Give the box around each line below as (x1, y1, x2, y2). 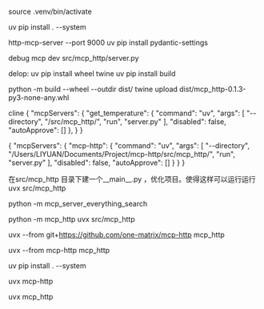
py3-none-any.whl (8, 93, 70, 102)
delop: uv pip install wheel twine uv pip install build (8, 69, 176, 78)
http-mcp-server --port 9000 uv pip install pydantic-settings (8, 38, 208, 47)
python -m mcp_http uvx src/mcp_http (8, 215, 136, 223)
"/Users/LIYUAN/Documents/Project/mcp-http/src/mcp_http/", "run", (8, 150, 236, 159)
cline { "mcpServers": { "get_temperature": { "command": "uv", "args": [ (8, 108, 246, 118)
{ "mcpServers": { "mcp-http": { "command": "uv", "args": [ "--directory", (8, 141, 250, 150)
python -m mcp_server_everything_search (8, 199, 148, 208)
